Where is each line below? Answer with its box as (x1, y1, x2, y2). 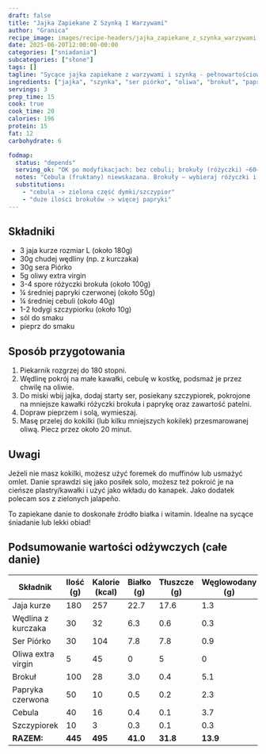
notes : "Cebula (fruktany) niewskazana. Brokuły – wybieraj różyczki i (15, 174, 257, 182)
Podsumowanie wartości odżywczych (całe (8, 541, 228, 554)
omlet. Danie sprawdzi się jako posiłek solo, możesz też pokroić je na (8, 477, 234, 487)
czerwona (12, 694, 49, 705)
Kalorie (92, 576, 120, 588)
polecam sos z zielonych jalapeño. (8, 494, 121, 503)
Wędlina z (12, 612, 49, 623)
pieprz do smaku (19, 322, 75, 331)
